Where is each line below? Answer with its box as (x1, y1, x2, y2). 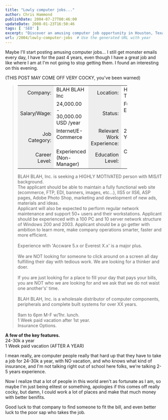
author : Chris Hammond (5, 12, 52, 17)
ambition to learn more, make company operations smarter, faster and (17, 227, 161, 233)
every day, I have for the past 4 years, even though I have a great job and (5, 54, 156, 60)
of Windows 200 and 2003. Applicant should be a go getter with (17, 221, 150, 227)
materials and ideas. (17, 200, 59, 206)
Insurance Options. (17, 322, 57, 328)
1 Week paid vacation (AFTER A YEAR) (5, 343, 84, 349)
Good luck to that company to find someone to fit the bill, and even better (5, 404, 156, 410)
